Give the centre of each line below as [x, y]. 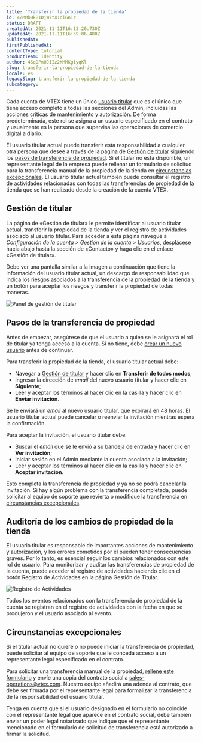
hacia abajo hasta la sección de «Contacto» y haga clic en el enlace [90, 248]
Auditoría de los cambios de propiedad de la [90, 522]
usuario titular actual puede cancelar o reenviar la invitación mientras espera [100, 417]
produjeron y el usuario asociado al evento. [60, 613]
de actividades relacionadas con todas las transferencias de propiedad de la [100, 183]
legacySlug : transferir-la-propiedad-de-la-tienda [71, 79]
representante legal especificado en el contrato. [65, 660]
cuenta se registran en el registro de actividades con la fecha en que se [95, 607]
